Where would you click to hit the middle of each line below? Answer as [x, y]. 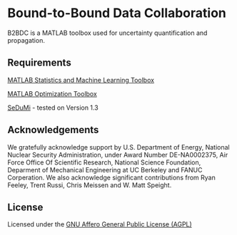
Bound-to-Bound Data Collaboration [117, 13]
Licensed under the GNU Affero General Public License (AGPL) [100, 224]
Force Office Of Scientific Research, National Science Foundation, [104, 162]
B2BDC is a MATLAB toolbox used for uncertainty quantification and [107, 33]
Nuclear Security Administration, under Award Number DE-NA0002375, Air [118, 155]
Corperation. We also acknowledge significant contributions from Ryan [111, 177]
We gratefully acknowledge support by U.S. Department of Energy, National [118, 147]
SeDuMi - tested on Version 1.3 [53, 108]
